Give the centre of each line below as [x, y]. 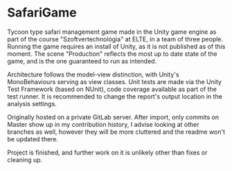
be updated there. [33, 139]
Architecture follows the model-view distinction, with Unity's [93, 74]
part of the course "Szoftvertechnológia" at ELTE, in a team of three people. [115, 39]
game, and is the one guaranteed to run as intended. [82, 61]
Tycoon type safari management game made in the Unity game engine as [112, 32]
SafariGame [42, 13]
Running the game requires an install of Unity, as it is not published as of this [116, 46]
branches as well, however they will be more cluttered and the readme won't [116, 132]
